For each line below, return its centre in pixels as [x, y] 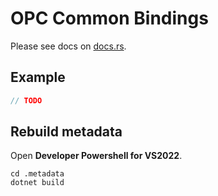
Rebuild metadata [66, 132]
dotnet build [37, 183]
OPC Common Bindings [109, 18]
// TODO [26, 100]
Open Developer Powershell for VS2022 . [96, 156]
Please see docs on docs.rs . [68, 46]
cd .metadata [37, 174]
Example [38, 77]
